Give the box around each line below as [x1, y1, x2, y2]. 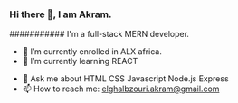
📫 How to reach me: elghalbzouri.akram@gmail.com [22, 83, 220, 94]
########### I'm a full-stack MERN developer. [9, 29, 190, 40]
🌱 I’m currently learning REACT [22, 56, 138, 67]
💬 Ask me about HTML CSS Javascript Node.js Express [22, 73, 229, 84]
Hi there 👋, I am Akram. [9, 8, 112, 21]
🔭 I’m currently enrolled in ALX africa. [22, 46, 163, 57]
